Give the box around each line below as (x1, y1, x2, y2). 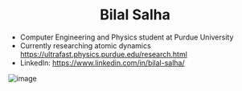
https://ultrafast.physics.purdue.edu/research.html (19, 49, 187, 59)
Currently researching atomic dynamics (19, 40, 151, 50)
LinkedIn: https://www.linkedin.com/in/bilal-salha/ (19, 58, 185, 68)
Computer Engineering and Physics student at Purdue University (19, 32, 234, 42)
